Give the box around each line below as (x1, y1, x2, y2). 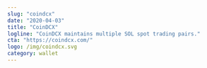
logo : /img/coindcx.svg (7, 43, 78, 50)
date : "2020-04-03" (7, 17, 65, 24)
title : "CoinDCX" (7, 23, 59, 30)
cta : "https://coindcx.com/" (7, 37, 93, 44)
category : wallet (7, 50, 59, 57)
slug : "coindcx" (7, 10, 55, 18)
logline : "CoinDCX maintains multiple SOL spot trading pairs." (7, 30, 201, 38)
